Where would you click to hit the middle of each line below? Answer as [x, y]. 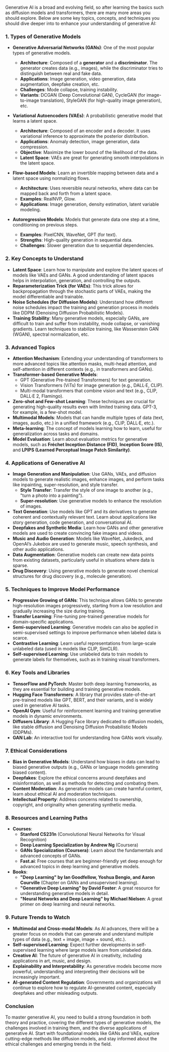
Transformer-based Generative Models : [55, 374]
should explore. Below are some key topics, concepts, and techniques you [82, 18]
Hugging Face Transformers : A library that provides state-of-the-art [84, 694]
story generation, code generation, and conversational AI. [72, 522]
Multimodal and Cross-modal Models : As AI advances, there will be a [86, 928]
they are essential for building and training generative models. [77, 689]
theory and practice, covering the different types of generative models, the [83, 1022]
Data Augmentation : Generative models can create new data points [83, 555]
